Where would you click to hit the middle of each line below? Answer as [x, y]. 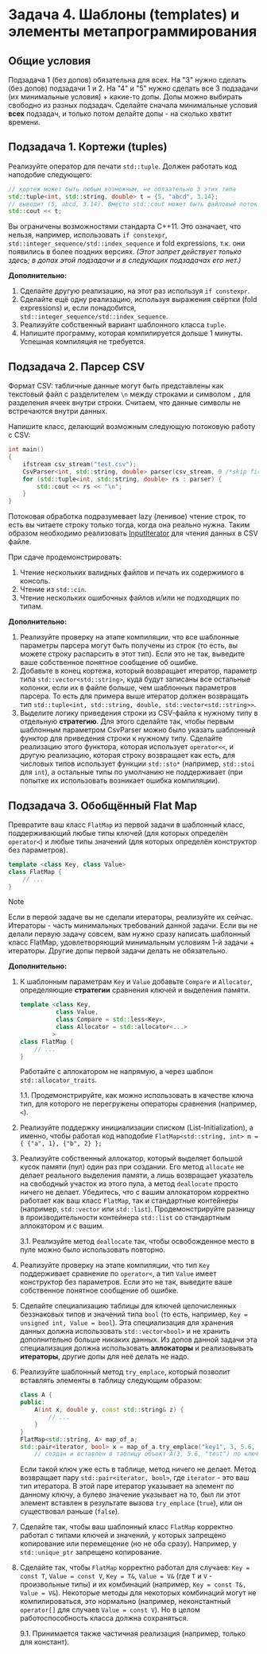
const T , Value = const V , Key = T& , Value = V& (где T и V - [116, 1576]
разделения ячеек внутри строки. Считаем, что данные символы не [124, 403]
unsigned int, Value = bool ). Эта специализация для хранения [127, 1323]
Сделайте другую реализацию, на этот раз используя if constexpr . [135, 291]
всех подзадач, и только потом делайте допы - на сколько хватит [120, 114]
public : [32, 1403]
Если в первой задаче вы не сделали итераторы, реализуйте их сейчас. [131, 917]
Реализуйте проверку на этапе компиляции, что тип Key [115, 1266]
